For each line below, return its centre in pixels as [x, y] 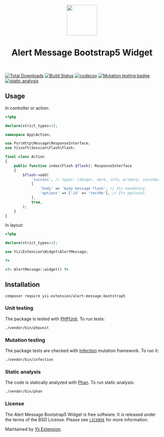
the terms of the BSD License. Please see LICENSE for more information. [77, 419]
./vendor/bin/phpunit [27, 328]
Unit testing [19, 308]
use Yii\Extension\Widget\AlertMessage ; [47, 252]
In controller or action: [27, 108]
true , [37, 202]
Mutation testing [25, 340]
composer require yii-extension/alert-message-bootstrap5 [65, 296]
